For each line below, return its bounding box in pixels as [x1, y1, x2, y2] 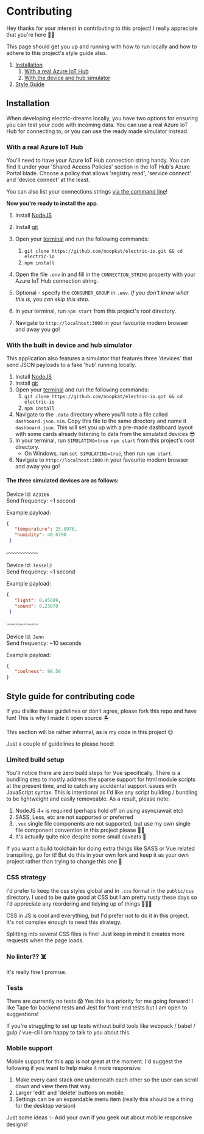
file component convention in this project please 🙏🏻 [15, 826, 145, 834]
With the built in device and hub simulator [6, 341, 133, 349]
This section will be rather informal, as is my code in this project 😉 [6, 728, 174, 735]
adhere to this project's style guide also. [6, 49, 107, 56]
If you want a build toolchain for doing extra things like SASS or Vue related [6, 845, 195, 852]
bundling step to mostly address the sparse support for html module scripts [6, 776, 196, 783]
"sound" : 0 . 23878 [14, 603, 59, 609]
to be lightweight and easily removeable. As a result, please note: [6, 795, 171, 802]
